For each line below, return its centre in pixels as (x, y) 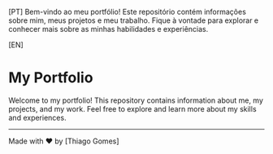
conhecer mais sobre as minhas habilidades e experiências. (108, 29)
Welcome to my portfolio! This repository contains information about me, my (136, 100)
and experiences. (37, 117)
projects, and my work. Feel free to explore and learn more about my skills (133, 108)
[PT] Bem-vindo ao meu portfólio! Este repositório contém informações (127, 12)
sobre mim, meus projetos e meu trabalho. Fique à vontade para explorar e (134, 20)
